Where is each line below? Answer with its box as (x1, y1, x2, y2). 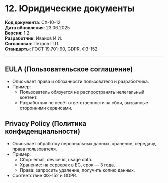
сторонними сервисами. (19, 105, 72, 111)
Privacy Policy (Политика (5, 119, 87, 128)
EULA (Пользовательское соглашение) (5, 65, 133, 74)
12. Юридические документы (5, 3, 135, 14)
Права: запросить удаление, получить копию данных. (19, 167, 135, 173)
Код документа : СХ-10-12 (5, 19, 61, 25)
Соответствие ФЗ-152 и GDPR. (12, 172, 77, 178)
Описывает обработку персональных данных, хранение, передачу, (12, 140, 157, 146)
